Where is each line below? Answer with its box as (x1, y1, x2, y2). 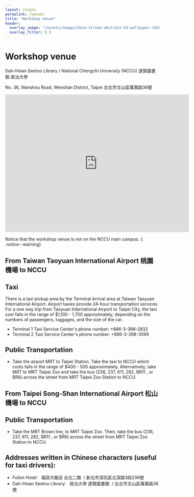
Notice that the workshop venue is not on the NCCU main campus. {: (5, 236, 144, 242)
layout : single (5, 7, 36, 12)
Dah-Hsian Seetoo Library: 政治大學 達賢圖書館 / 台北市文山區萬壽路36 (12, 480, 159, 486)
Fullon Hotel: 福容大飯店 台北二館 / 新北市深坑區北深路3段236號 (12, 474, 145, 480)
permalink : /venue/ (5, 12, 45, 17)
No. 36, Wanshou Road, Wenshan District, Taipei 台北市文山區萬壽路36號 (5, 84, 152, 90)
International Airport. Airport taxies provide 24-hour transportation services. (5, 301, 159, 307)
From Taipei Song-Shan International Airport (5, 390, 144, 398)
